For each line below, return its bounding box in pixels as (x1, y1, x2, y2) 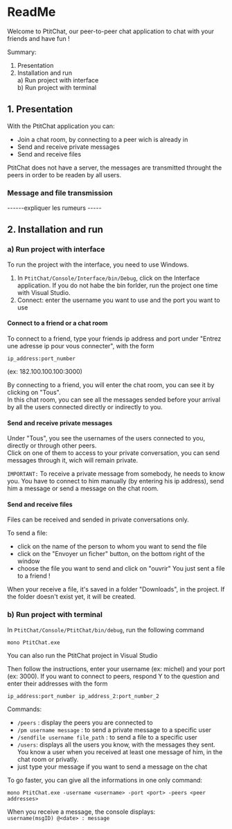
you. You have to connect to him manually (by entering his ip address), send (7, 477, 224, 485)
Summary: (7, 48, 37, 56)
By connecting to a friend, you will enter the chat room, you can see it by (7, 380, 215, 389)
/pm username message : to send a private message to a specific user (17, 725, 211, 734)
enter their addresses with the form (7, 679, 108, 688)
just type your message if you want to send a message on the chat (17, 763, 208, 771)
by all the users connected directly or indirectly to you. (7, 402, 163, 411)
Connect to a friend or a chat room (7, 319, 108, 328)
